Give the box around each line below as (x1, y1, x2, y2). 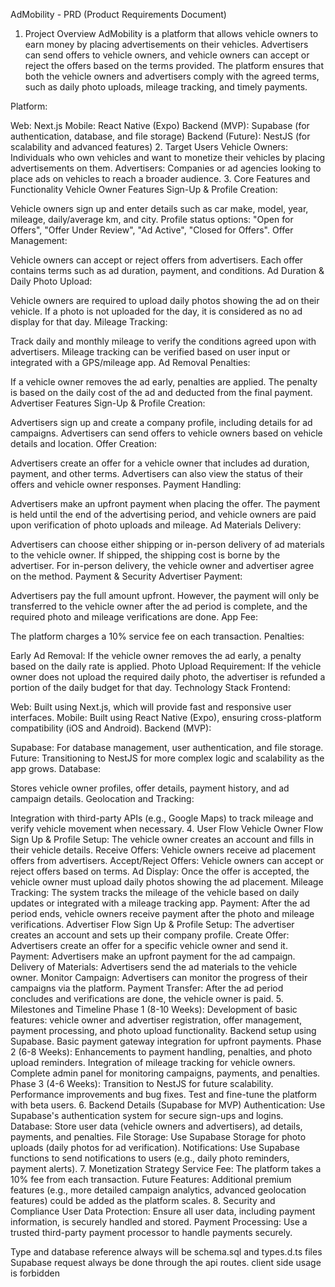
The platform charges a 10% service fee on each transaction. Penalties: (10, 630, 305, 642)
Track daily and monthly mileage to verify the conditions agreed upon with (10, 335, 317, 347)
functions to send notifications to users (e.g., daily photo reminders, (10, 1152, 290, 1164)
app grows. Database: (10, 763, 102, 774)
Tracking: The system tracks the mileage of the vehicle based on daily (10, 887, 300, 898)
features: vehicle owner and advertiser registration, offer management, (10, 1014, 302, 1026)
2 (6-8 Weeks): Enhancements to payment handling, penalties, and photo (10, 1046, 313, 1058)
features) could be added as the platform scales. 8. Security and (10, 1195, 276, 1206)
